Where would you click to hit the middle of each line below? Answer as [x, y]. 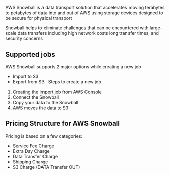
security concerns [24, 38]
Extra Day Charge [31, 151]
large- [156, 28]
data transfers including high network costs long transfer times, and [88, 33]
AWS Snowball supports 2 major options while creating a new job [73, 67]
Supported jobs [30, 54]
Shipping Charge [30, 162]
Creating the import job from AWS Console [57, 92]
